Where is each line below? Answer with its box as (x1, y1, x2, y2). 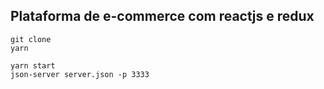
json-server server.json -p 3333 (10, 69, 150, 79)
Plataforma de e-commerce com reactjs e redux (10, 8, 315, 25)
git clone (10, 34, 52, 44)
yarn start (10, 60, 56, 71)
